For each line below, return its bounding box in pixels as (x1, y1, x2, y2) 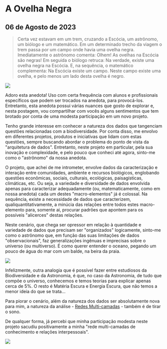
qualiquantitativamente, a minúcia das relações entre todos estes (5, 201, 139, 207)
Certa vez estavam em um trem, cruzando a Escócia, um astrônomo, (17, 36, 159, 42)
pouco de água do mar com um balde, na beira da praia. (5, 248, 121, 254)
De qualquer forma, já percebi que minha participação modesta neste (5, 319, 148, 324)
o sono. (5, 309, 21, 315)
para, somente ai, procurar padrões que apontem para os (25, 207, 144, 212)
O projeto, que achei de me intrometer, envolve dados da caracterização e (5, 165, 158, 170)
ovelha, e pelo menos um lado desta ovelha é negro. (17, 73, 125, 79)
